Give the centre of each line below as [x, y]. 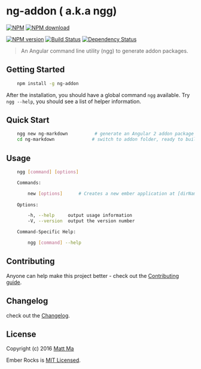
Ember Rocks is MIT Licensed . [43, 360]
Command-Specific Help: [47, 232]
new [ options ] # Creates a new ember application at [101, 193]
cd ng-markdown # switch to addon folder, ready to [100, 140]
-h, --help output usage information [80, 216]
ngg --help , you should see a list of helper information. [74, 101]
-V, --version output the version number [81, 221]
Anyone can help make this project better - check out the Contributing [93, 276]
